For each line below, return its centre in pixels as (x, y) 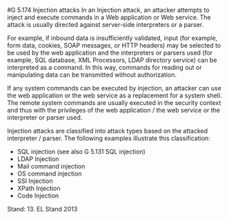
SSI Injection (35, 181)
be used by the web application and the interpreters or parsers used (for (110, 53)
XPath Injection (39, 188)
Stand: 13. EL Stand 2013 (42, 209)
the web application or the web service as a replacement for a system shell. (114, 95)
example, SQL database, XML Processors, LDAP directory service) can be (112, 60)
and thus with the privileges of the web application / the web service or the (114, 110)
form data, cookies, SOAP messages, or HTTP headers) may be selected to (114, 45)
